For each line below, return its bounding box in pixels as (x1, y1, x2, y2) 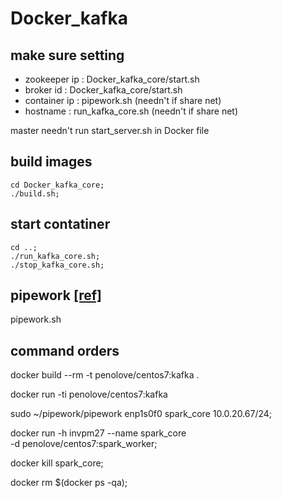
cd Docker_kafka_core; (10, 180, 105, 190)
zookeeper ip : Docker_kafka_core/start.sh (24, 73, 200, 85)
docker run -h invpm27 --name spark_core (10, 427, 187, 439)
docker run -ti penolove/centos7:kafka (10, 388, 168, 401)
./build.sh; (10, 188, 60, 199)
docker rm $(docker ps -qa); (10, 477, 128, 489)
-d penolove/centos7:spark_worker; (10, 438, 158, 450)
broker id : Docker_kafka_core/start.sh (24, 84, 183, 96)
